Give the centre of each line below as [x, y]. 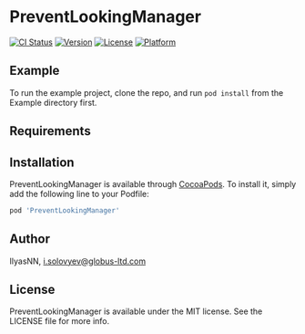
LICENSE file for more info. [60, 321]
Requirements [50, 131]
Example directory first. [53, 102]
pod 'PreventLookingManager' [65, 210]
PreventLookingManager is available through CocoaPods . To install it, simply [153, 183]
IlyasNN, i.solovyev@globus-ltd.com [78, 261]
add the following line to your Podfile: [80, 193]
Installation [42, 162]
